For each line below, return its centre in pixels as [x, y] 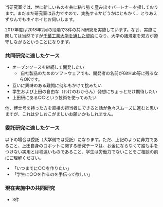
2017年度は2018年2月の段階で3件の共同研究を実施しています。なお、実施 [79, 30]
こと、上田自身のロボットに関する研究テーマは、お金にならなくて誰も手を [84, 146]
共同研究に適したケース [32, 56]
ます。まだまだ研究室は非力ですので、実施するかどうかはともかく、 [73, 13]
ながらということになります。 [43, 42]
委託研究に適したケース [32, 128]
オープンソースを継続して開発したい [48, 67]
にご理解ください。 [24, 158]
